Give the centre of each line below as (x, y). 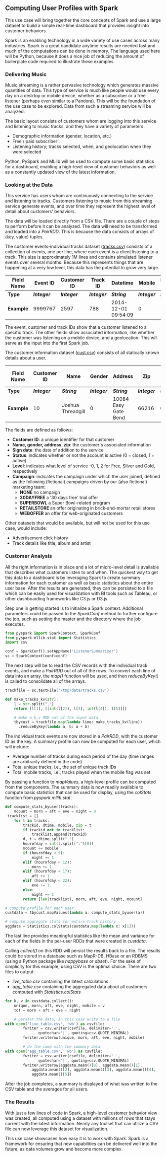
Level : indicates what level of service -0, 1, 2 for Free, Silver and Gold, (83, 466)
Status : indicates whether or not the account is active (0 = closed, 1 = (83, 455)
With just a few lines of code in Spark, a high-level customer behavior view (81, 1113)
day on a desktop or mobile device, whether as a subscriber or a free (75, 96)
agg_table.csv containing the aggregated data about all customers (80, 987)
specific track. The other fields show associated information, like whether (80, 333)
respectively (25, 471)
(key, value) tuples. (24, 237)
